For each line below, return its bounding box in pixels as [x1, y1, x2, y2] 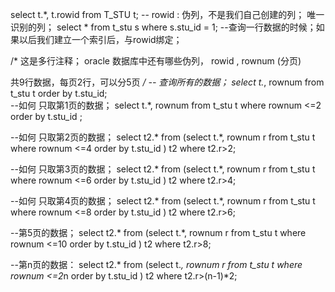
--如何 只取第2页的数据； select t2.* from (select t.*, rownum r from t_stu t [10, 131, 316, 143]
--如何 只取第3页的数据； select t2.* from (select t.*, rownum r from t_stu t [10, 163, 316, 175]
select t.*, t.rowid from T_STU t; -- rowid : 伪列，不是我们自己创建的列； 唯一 [10, 9, 325, 20]
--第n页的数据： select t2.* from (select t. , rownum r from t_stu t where [10, 259, 303, 270]
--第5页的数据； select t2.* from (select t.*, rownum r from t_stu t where [10, 227, 307, 238]
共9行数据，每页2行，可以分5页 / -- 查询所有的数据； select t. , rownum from [10, 76, 325, 88]
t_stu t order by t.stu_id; [10, 88, 108, 99]
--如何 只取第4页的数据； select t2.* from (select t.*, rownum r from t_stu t [10, 195, 316, 207]
